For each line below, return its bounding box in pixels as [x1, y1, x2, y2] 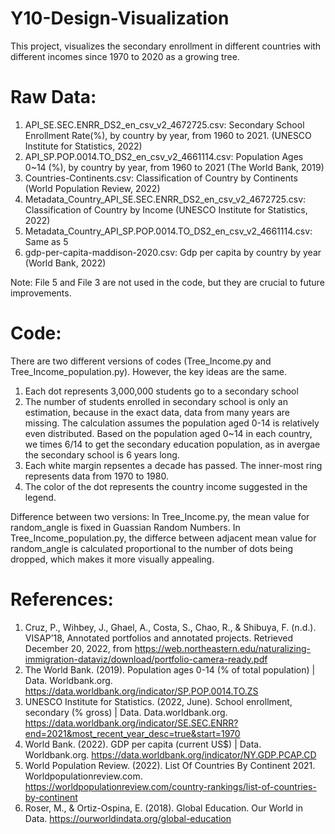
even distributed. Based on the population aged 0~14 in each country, [24, 427, 313, 439]
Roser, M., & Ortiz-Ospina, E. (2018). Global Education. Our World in [24, 802, 304, 814]
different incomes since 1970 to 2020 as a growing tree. [10, 50, 240, 62]
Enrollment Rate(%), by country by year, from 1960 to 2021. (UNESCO [24, 129, 312, 141]
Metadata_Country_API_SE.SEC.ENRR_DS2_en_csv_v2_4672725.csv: [24, 193, 307, 205]
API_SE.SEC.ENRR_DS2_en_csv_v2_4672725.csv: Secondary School [24, 118, 305, 131]
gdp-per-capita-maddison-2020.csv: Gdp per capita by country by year [24, 246, 322, 258]
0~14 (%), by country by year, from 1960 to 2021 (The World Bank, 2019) [24, 161, 325, 173]
